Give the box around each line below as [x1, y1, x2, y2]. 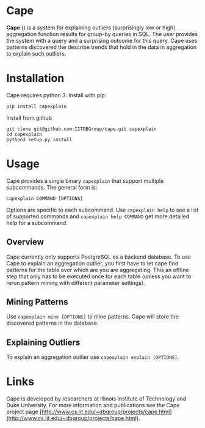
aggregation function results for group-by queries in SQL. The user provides [6, 30, 198, 37]
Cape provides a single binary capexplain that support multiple [6, 177, 164, 184]
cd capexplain [6, 131, 43, 138]
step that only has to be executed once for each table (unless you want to [6, 273, 192, 280]
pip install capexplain [6, 103, 67, 109]
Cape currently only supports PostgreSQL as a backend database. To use [6, 253, 191, 260]
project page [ [6, 408, 42, 416]
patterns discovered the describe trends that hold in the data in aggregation [6, 43, 197, 51]
